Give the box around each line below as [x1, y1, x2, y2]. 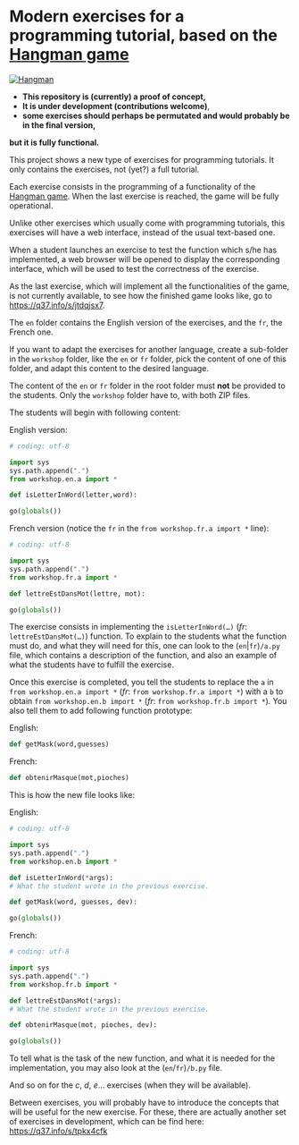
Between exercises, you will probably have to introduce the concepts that [9, 1098, 279, 1108]
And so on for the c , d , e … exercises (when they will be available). [9, 1080, 252, 1090]
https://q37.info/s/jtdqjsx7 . [9, 300, 105, 310]
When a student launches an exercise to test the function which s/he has [9, 244, 278, 255]
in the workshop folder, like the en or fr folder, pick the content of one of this [9, 353, 287, 364]
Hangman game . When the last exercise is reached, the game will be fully [9, 191, 279, 201]
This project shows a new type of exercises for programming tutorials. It [9, 154, 275, 165]
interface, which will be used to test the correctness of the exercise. [9, 263, 260, 274]
